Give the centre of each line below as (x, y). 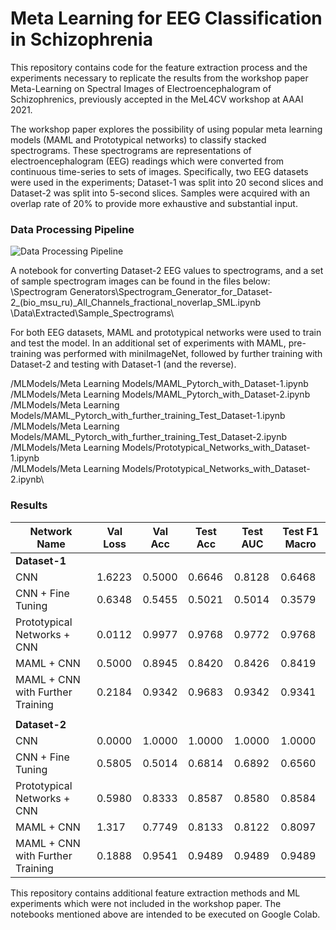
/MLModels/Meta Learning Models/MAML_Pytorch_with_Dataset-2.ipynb (160, 394)
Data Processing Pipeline (72, 229)
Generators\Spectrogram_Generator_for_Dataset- (171, 292)
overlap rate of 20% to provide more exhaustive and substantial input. (154, 203)
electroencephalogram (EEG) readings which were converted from (147, 161)
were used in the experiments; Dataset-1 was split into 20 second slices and (167, 182)
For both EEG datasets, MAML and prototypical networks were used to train (166, 333)
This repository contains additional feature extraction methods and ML (155, 893)
